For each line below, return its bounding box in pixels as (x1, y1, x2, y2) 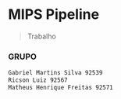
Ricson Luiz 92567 (8, 76, 68, 84)
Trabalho (27, 31, 56, 41)
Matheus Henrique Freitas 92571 (8, 83, 113, 91)
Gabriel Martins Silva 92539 (8, 69, 103, 77)
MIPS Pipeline (8, 5, 100, 24)
